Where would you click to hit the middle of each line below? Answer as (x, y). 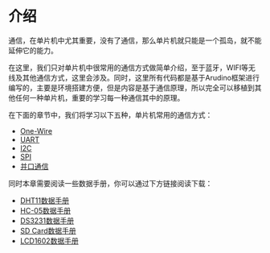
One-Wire (36, 131)
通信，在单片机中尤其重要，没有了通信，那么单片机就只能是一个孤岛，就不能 (135, 40)
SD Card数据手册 (48, 230)
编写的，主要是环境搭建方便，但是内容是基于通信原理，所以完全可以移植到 (131, 87)
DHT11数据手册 (45, 200)
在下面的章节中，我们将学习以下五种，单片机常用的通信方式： (110, 114)
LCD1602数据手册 (49, 241)
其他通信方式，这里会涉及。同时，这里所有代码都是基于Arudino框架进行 (141, 77)
